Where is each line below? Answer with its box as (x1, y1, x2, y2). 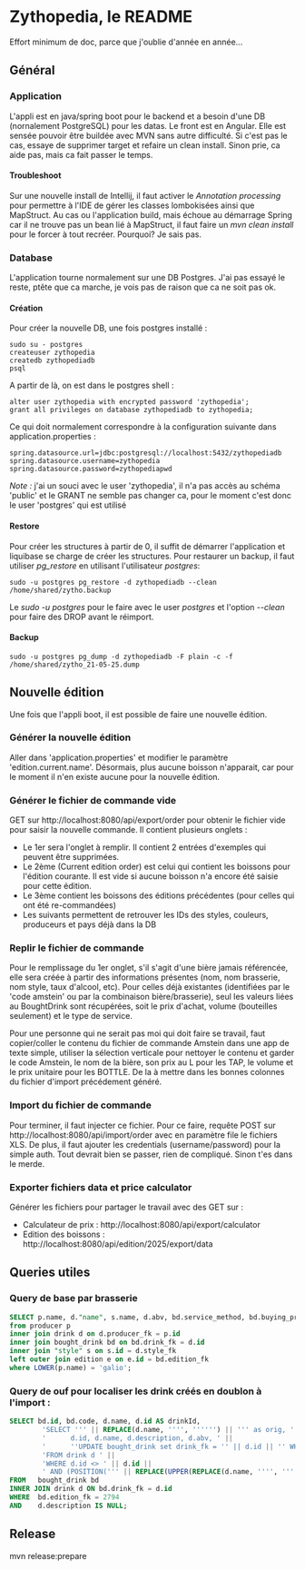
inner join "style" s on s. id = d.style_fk (9, 1347, 177, 1356)
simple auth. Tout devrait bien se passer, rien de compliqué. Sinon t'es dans (9, 1149, 293, 1160)
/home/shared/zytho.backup (9, 586, 112, 595)
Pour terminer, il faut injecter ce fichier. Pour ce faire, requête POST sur (9, 1120, 276, 1131)
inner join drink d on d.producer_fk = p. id (9, 1329, 181, 1338)
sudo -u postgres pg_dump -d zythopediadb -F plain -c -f (9, 652, 233, 661)
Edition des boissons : (22, 1229, 105, 1240)
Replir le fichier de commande (9, 942, 144, 954)
